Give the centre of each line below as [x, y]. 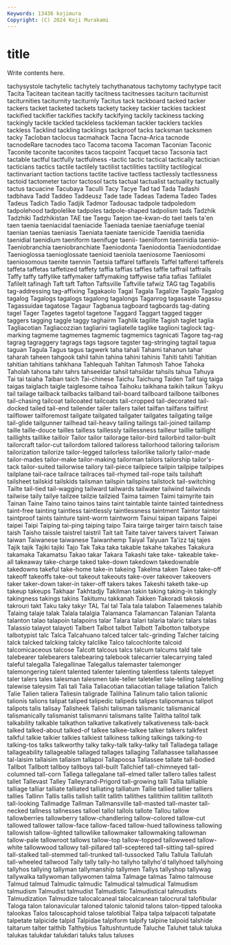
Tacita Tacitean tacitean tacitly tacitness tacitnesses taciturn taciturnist [108, 94]
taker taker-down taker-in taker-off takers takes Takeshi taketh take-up [108, 584]
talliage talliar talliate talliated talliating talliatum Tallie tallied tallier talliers [110, 789]
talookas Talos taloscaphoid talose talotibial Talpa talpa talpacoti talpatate [112, 913]
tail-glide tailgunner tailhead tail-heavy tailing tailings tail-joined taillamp [109, 423]
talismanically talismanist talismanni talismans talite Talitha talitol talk [104, 716]
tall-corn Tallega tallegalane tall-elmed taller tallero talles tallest [126, 774]
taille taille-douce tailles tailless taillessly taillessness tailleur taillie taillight [111, 430]
